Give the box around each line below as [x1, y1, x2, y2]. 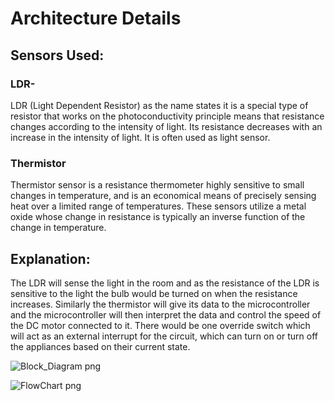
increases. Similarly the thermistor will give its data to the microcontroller [10, 298, 311, 310]
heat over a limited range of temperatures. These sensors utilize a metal [10, 200, 307, 212]
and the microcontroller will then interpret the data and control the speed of [10, 308, 322, 321]
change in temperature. [10, 222, 107, 234]
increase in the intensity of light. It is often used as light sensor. [10, 131, 271, 143]
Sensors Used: [10, 47, 105, 64]
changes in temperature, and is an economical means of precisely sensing [10, 190, 317, 202]
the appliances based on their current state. [10, 340, 191, 352]
